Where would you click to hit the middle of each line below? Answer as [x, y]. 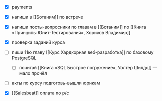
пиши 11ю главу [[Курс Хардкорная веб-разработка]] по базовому [82, 52]
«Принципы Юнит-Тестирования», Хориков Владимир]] [71, 33]
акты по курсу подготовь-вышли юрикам [56, 83]
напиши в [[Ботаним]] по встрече [47, 17]
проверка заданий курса [38, 42]
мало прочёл [33, 73]
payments [22, 7]
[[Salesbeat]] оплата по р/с [40, 93]
